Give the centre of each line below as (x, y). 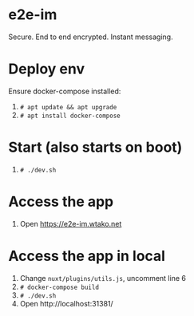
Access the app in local (87, 256)
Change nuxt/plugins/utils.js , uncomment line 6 (103, 278)
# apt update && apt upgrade (68, 107)
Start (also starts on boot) (95, 147)
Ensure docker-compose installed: (65, 91)
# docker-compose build (59, 287)
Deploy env (47, 69)
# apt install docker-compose (70, 116)
